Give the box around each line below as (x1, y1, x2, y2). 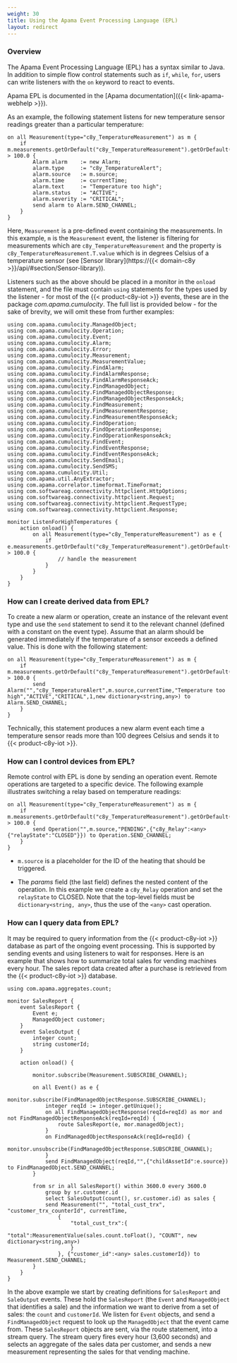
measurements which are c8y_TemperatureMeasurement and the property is (7, 241, 222, 250)
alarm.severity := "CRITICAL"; (32, 195, 125, 202)
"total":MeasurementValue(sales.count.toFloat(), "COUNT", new (7, 1232, 197, 1239)
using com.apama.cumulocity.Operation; (7, 327, 125, 334)
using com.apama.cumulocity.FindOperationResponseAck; (7, 432, 172, 439)
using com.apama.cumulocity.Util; (7, 469, 109, 476)
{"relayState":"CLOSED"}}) (7, 832, 87, 839)
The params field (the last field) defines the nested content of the (17, 878, 208, 886)
